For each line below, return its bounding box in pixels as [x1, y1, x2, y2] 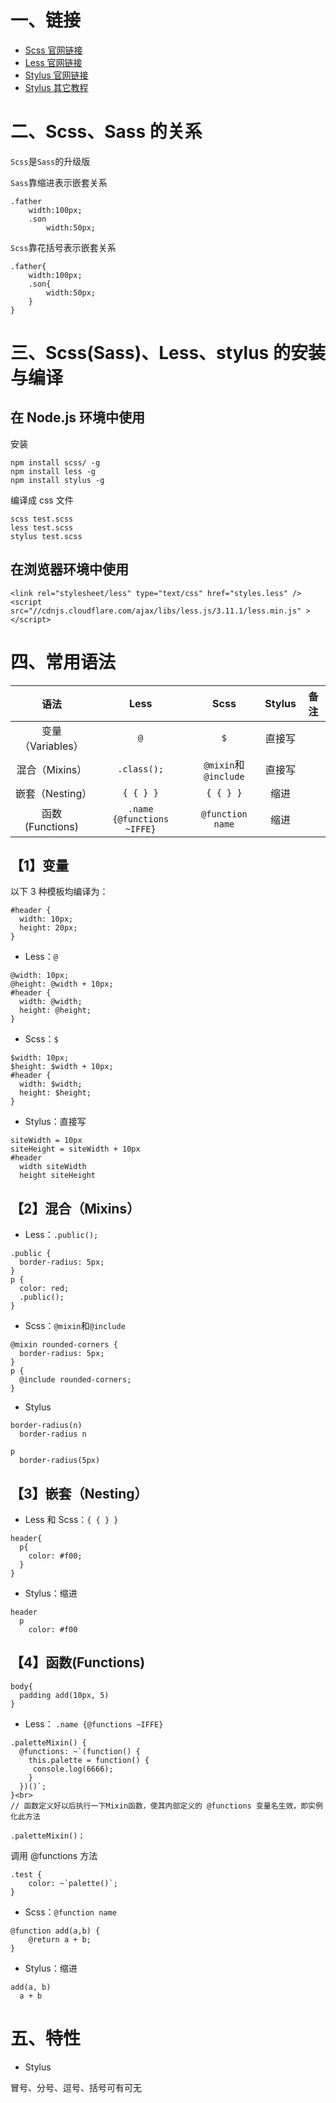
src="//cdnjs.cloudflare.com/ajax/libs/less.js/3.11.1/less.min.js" [10, 606, 302, 616]
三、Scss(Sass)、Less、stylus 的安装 [10, 342, 326, 365]
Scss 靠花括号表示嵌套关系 [10, 241, 117, 253]
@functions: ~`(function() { [19, 1746, 141, 1756]
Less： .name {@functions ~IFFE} [24, 1717, 164, 1730]
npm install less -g [10, 466, 97, 476]
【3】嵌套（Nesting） [10, 1485, 148, 1502]
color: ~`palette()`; [28, 1878, 118, 1888]
